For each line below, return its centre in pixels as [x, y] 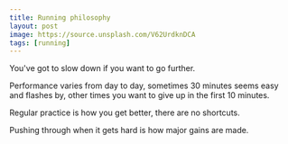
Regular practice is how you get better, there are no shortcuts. [125, 112]
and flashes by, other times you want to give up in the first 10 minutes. [139, 95]
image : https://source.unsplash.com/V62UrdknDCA [102, 34]
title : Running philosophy [60, 18]
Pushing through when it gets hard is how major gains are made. [129, 130]
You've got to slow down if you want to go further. [102, 68]
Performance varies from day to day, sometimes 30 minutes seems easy [144, 85]
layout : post [34, 26]
